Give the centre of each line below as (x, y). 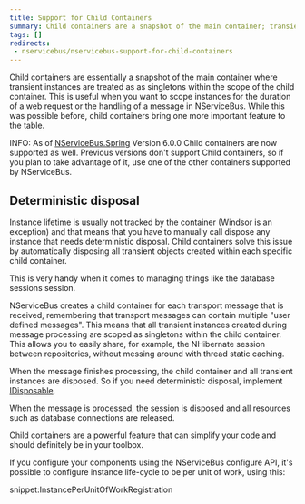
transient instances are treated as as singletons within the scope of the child (152, 87)
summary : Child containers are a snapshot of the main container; (138, 26)
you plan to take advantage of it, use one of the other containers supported (150, 162)
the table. (27, 126)
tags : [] (26, 34)
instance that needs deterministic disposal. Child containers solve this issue (151, 241)
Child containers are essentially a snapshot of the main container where (144, 77)
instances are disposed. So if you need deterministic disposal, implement (146, 381)
